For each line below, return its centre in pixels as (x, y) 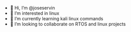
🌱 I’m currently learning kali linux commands (57, 19)
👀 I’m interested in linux (35, 13)
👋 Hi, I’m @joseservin (32, 8)
